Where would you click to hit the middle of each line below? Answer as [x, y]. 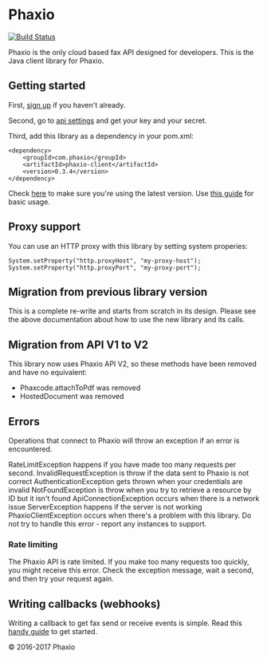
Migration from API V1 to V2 [79, 345]
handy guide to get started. [53, 632]
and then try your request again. [61, 579]
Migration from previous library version [108, 292]
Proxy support [45, 227]
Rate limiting [33, 544]
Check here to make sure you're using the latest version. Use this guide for [131, 193]
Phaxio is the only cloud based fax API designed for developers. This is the [131, 52]
